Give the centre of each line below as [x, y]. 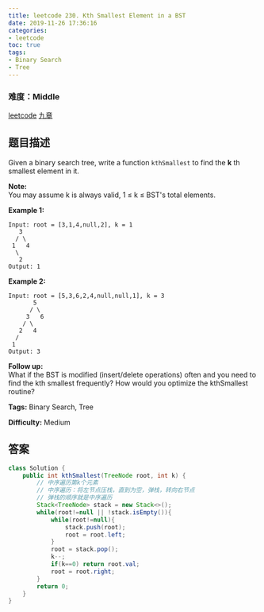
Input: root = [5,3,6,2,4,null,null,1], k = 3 [86, 296]
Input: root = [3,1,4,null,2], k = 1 [71, 225]
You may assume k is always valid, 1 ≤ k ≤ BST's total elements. [112, 195]
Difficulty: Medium [40, 422]
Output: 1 [25, 266]
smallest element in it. [44, 171]
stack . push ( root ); [95, 527]
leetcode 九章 [31, 115]
